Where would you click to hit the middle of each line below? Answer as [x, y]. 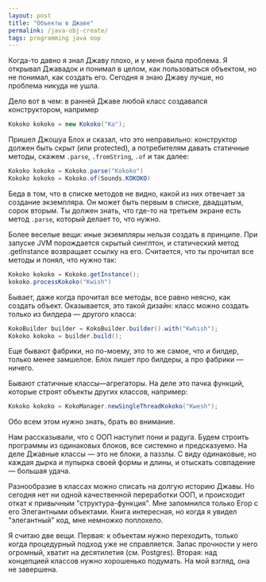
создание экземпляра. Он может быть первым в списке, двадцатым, [126, 202]
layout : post [30, 16]
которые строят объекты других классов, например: [98, 392]
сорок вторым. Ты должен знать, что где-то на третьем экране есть [125, 210]
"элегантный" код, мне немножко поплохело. [86, 520]
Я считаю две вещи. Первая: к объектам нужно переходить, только [123, 536]
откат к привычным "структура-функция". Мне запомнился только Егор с [133, 503]
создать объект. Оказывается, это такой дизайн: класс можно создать [129, 305]
